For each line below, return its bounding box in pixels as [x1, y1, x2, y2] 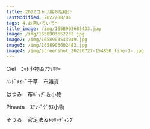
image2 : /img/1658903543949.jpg [6, 37, 87, 43]
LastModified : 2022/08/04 [6, 14, 71, 20]
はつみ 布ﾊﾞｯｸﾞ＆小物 [6, 91, 62, 98]
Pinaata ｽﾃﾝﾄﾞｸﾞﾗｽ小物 [6, 103, 64, 110]
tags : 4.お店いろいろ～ [6, 20, 60, 26]
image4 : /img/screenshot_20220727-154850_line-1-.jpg [6, 48, 145, 54]
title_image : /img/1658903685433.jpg [6, 25, 101, 32]
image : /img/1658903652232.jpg [6, 31, 85, 37]
